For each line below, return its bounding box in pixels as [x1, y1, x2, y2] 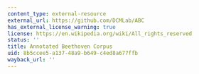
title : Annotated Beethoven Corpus [7, 43, 113, 50]
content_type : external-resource [7, 10, 107, 18]
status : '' [7, 37, 40, 44]
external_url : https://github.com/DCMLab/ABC [7, 17, 144, 24]
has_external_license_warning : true [7, 23, 116, 30]
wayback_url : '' [7, 56, 55, 63]
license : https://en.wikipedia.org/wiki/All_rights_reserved [7, 30, 193, 37]
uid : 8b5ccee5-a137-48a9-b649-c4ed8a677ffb [7, 50, 139, 57]
